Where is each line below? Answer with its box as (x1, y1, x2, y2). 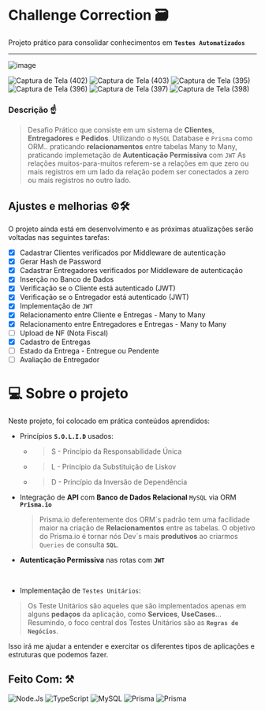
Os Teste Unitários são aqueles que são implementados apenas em (27, 601, 247, 610)
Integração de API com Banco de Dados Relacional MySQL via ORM (19, 492, 237, 502)
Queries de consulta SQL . (39, 540, 120, 549)
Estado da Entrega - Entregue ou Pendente (19, 346, 159, 355)
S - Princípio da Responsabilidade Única (50, 447, 182, 456)
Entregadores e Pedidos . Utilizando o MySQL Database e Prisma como (27, 133, 253, 143)
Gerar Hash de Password (19, 257, 102, 267)
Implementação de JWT (19, 301, 93, 311)
